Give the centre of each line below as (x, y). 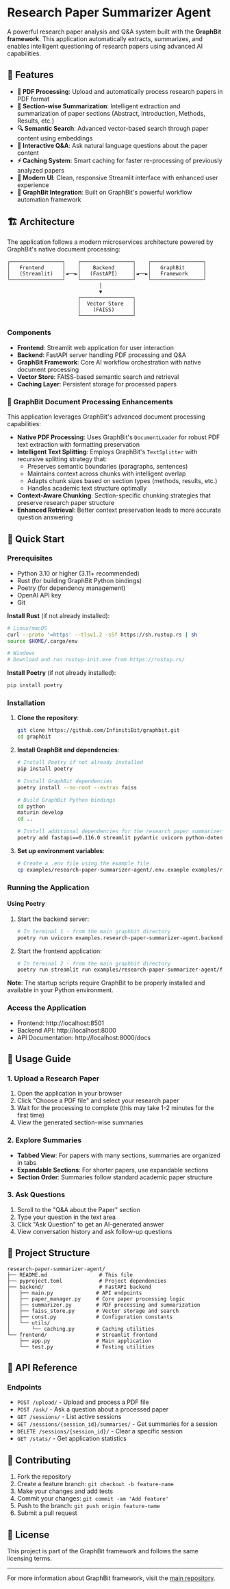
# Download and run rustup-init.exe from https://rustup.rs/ (96, 660)
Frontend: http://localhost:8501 (61, 1023)
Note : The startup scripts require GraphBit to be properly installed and (106, 983)
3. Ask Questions (36, 1195)
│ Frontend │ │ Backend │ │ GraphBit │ (107, 268)
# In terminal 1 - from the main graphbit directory (94, 931)
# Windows (21, 653)
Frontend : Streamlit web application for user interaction (95, 347)
